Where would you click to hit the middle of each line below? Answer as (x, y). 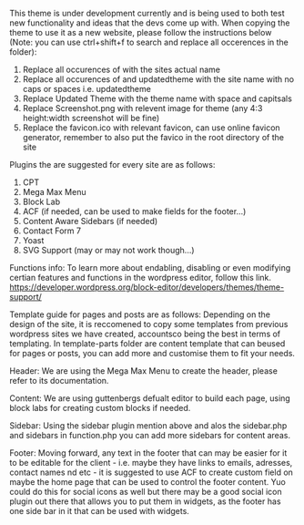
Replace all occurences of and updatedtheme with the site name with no (158, 79)
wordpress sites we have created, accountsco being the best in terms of (145, 334)
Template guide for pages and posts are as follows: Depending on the (140, 314)
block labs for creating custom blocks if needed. (100, 408)
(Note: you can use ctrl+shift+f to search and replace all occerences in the (149, 42)
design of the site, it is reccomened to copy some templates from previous (149, 324)
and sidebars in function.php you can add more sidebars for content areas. (150, 435)
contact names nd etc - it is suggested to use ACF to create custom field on (152, 472)
